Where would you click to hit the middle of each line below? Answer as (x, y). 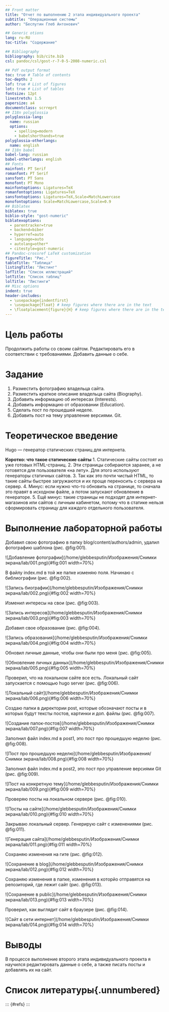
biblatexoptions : (23, 220)
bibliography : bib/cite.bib (35, 56)
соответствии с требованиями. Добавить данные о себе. (67, 354)
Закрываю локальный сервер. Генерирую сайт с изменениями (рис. (79, 824)
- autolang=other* (29, 244)
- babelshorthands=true (39, 136)
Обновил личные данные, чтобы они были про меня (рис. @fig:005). (79, 653)
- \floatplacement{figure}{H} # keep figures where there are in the (84, 310)
